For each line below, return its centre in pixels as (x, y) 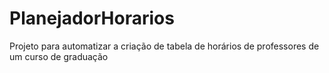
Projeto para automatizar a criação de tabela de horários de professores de (164, 46)
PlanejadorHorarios (92, 18)
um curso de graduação (59, 56)
